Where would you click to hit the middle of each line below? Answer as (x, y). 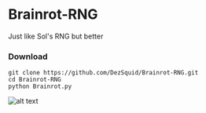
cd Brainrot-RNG (35, 80)
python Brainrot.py (40, 87)
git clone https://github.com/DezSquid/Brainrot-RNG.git (103, 73)
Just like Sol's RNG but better (56, 36)
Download (28, 56)
